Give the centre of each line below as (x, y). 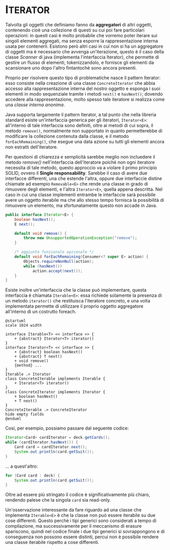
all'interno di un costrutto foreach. (41, 312)
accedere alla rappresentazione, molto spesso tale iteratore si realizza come (85, 99)
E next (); (25, 224)
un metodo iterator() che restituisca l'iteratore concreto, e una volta (78, 301)
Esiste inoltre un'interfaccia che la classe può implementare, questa (76, 290)
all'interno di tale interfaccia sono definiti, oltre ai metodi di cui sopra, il (79, 125)
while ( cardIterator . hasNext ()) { (42, 442)
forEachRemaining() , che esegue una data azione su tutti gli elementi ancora (85, 141)
